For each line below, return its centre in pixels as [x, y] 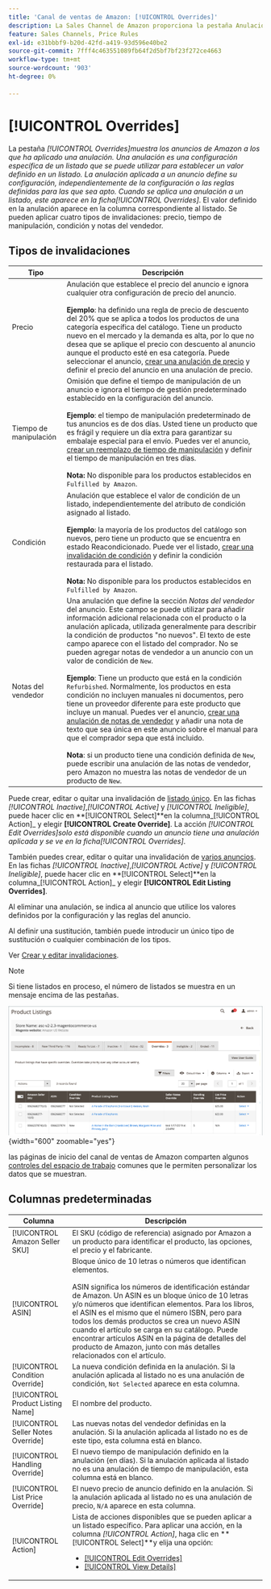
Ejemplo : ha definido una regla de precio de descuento [158, 310]
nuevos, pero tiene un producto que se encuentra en [154, 538]
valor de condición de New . [110, 661]
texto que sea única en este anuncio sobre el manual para [162, 729]
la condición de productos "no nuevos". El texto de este [159, 635]
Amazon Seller [36, 1241]
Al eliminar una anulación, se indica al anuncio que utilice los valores [122, 907]
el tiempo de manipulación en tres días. [131, 458]
